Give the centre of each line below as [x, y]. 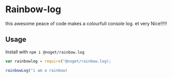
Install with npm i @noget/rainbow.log [45, 51]
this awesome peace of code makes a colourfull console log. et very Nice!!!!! [86, 23]
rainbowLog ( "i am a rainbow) [36, 70]
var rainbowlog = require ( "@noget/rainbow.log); [58, 61]
